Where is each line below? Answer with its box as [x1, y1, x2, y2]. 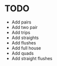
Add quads [11, 50, 34, 56]
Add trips [11, 29, 30, 35]
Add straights [11, 35, 39, 41]
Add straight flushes [11, 55, 53, 61]
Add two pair [11, 24, 38, 30]
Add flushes [11, 40, 36, 45]
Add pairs [11, 19, 32, 25]
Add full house [11, 45, 41, 51]
